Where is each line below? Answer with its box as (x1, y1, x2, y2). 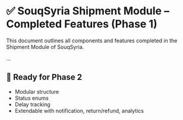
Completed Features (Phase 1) (6, 17, 157, 31)
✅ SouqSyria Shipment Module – (6, 4, 169, 18)
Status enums (14, 94, 49, 101)
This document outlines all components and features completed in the (6, 37, 178, 44)
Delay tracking (14, 100, 51, 108)
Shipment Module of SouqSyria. (6, 43, 84, 50)
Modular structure (14, 88, 59, 95)
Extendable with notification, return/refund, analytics (14, 107, 144, 114)
